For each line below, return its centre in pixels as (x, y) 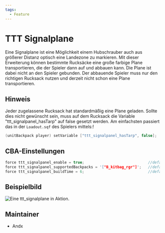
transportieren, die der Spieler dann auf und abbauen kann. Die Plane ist (78, 68)
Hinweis (18, 99)
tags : (11, 10)
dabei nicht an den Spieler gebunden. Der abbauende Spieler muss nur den (82, 73)
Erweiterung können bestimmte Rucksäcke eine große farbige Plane (74, 63)
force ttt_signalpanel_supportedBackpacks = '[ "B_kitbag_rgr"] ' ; (73, 167)
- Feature (19, 14)
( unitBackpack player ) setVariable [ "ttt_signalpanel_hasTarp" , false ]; (81, 136)
